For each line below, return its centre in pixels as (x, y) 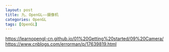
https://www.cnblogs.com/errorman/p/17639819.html (61, 44)
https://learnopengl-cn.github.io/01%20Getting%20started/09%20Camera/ (84, 39)
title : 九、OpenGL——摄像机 (32, 15)
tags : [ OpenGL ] (21, 24)
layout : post (19, 10)
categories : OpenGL (26, 19)
